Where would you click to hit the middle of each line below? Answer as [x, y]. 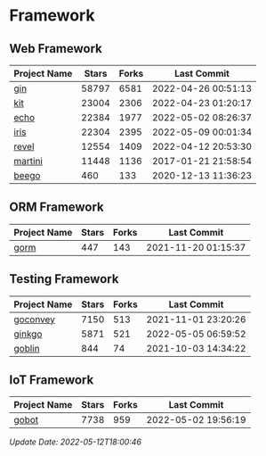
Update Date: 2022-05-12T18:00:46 [76, 442]
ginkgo [28, 334]
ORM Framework [56, 207]
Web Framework [56, 49]
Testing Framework [64, 279]
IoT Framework [52, 380]
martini [28, 161]
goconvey [35, 319]
